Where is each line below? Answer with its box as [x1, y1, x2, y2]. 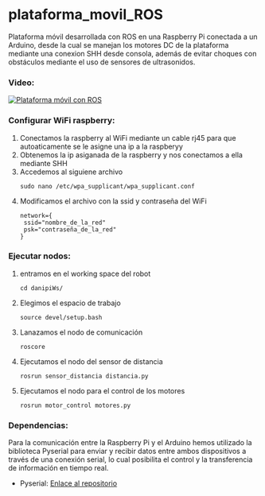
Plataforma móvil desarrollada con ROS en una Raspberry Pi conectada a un [8, 32, 258, 41]
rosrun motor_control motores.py [19, 401, 131, 409]
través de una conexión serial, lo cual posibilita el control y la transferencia [8, 455, 253, 464]
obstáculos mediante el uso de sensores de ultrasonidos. [8, 57, 196, 67]
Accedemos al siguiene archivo [19, 167, 123, 176]
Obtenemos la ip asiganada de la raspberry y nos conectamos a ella [19, 149, 243, 160]
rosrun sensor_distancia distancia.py [19, 372, 149, 380]
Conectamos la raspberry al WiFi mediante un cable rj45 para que [19, 133, 236, 142]
